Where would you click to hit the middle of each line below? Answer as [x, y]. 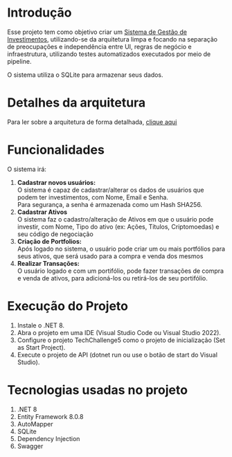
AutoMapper [35, 424]
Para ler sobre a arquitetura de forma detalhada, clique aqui [92, 122]
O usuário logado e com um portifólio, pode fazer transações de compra [120, 271]
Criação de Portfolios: [49, 241]
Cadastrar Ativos [42, 212]
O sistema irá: [27, 169]
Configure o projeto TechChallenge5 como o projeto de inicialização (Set [121, 340]
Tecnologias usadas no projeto [98, 390]
